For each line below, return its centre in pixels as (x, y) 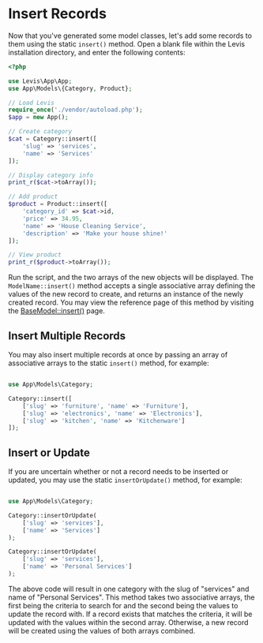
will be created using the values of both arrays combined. (102, 630)
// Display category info (51, 175)
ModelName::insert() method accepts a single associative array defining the (132, 286)
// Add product (33, 197)
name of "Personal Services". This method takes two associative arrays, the (131, 597)
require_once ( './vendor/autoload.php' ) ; (76, 110)
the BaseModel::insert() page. (56, 311)
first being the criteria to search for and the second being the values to (123, 605)
